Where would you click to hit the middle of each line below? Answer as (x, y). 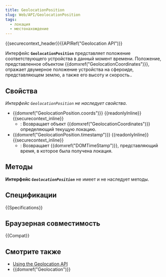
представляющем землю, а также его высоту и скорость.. (69, 75)
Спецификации (31, 195)
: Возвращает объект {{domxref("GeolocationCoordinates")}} (85, 124)
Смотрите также (33, 252)
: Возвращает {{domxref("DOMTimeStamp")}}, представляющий (89, 145)
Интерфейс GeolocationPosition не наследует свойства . (66, 103)
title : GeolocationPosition (35, 10)
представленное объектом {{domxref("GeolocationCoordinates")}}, (77, 64)
